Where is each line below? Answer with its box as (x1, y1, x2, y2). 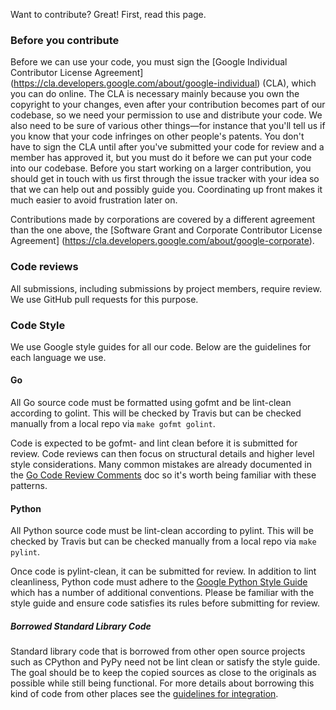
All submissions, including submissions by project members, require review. (10, 282, 322, 294)
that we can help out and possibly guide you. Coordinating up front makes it (10, 184, 323, 196)
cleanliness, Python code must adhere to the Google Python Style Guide (10, 576, 308, 588)
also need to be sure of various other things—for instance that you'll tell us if (10, 120, 326, 132)
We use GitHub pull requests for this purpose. (10, 293, 199, 305)
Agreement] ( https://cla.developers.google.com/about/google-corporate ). (10, 235, 315, 247)
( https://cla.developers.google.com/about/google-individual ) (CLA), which (10, 77, 317, 89)
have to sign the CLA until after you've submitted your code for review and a (10, 141, 325, 153)
